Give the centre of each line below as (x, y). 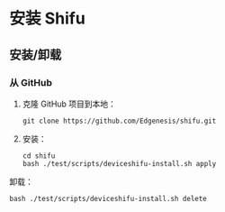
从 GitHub (31, 82)
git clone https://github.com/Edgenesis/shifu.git (119, 121)
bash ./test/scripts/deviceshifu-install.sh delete (108, 198)
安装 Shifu (47, 18)
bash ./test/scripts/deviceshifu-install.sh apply (119, 163)
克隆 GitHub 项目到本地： (69, 104)
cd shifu (39, 156)
